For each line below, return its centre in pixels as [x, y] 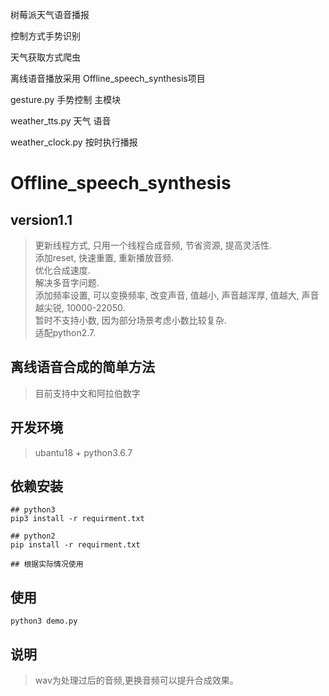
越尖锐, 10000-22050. [80, 307]
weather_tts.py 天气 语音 [61, 121]
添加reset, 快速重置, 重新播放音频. [104, 257]
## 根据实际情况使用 [47, 564]
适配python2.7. [65, 332]
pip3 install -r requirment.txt [77, 519]
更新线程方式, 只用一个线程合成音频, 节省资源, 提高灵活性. [153, 245]
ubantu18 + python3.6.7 [83, 452]
